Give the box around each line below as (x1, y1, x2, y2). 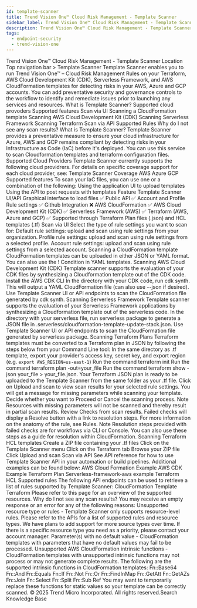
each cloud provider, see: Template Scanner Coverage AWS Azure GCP (6, 170, 179, 177)
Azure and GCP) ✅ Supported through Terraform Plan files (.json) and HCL (6, 214, 186, 221)
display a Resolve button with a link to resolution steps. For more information (6, 414, 191, 421)
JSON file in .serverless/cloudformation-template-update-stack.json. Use (6, 320, 184, 327)
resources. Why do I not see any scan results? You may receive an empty (6, 495, 184, 502)
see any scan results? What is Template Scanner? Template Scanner (6, 126, 172, 133)
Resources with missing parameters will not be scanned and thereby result (6, 401, 186, 408)
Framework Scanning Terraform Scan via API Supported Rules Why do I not (6, 120, 189, 127)
